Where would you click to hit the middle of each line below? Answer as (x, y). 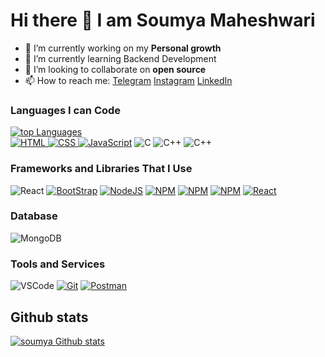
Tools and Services (58, 264)
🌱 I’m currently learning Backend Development (120, 58)
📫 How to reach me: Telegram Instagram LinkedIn (128, 80)
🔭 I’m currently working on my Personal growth (123, 48)
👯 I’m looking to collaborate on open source (115, 69)
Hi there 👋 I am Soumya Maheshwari (163, 20)
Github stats (49, 317)
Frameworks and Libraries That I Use (101, 169)
